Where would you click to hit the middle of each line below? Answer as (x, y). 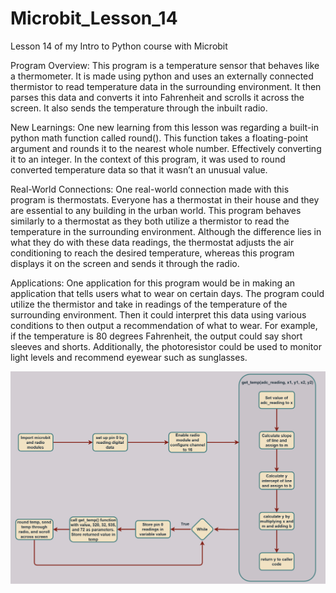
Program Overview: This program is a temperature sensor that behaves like (165, 65)
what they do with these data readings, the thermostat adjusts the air (152, 242)
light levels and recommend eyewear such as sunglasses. (129, 357)
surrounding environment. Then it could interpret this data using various (158, 314)
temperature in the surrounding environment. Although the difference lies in (166, 231)
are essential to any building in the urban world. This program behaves (156, 210)
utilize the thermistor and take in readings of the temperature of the (149, 304)
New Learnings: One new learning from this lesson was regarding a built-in (164, 127)
